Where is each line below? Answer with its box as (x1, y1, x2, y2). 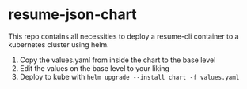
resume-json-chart (8, 6, 137, 24)
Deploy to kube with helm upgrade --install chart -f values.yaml (19, 72, 240, 81)
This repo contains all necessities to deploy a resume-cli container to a (8, 32, 239, 41)
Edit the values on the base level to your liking (19, 63, 170, 72)
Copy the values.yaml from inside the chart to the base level (19, 55, 216, 65)
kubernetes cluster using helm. (8, 39, 109, 49)
